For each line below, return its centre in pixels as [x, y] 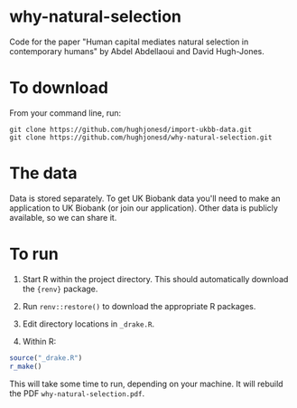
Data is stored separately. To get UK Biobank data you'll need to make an [145, 198]
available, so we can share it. [63, 217]
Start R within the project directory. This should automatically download [155, 279]
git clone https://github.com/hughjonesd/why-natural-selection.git [141, 138]
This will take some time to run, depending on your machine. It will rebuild [146, 384]
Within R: [39, 341]
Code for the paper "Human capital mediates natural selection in [129, 42]
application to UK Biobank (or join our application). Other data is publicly [144, 208]
